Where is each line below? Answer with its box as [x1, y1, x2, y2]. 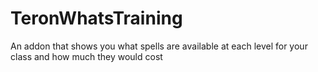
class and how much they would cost [10, 50, 163, 62]
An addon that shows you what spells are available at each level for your [10, 40, 308, 52]
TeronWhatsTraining [10, 7, 183, 30]
